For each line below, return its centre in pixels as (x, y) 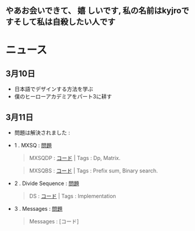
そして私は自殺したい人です (65, 22)
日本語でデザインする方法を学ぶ (54, 89)
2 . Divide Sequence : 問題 (47, 183)
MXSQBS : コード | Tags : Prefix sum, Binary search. (93, 171)
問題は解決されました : (42, 133)
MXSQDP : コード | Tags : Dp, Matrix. (75, 158)
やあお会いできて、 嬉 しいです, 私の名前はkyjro (94, 11)
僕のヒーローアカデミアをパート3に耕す (63, 97)
